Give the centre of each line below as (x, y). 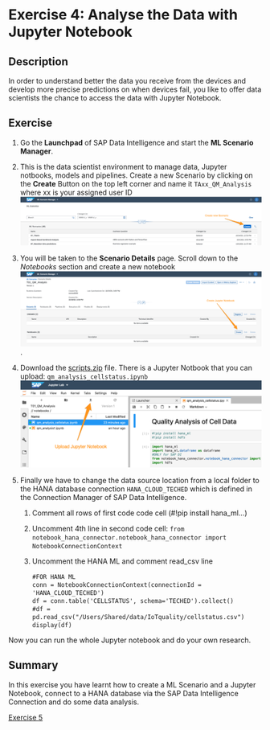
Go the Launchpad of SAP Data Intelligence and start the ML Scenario (137, 142)
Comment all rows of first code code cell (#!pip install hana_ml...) (139, 513)
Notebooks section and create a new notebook (97, 266)
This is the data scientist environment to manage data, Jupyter (123, 166)
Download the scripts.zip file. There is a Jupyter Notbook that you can (136, 368)
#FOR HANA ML (54, 576)
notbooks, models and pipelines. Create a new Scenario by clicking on (136, 175)
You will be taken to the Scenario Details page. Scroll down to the (129, 258)
